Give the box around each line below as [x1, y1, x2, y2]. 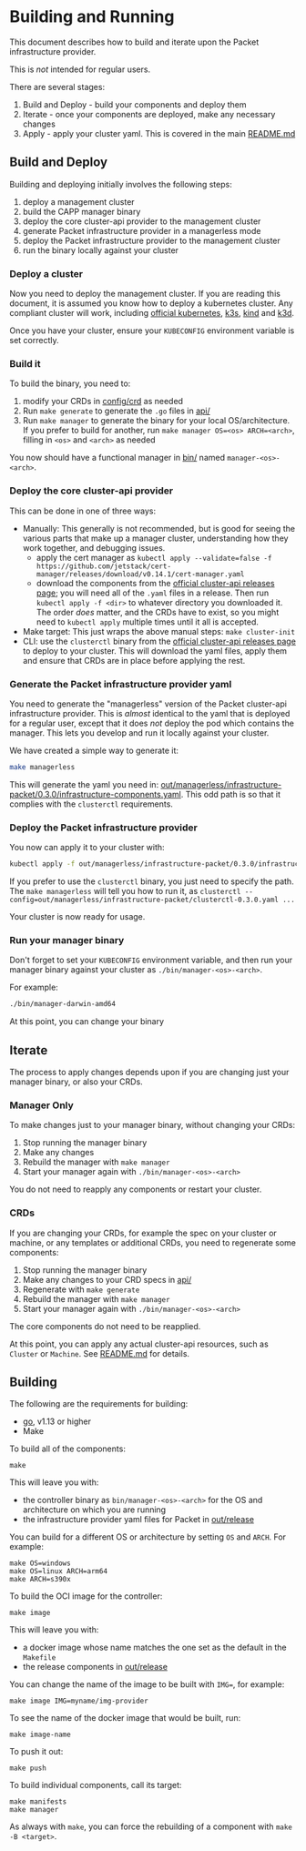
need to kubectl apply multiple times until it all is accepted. [36, 616, 260, 627]
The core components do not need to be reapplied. [9, 1320, 201, 1331]
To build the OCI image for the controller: [9, 1591, 163, 1602]
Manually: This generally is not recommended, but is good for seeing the [22, 523, 296, 534]
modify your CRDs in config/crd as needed [22, 396, 184, 407]
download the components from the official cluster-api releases [36, 577, 275, 588]
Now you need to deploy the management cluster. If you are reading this [9, 289, 280, 300]
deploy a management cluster [22, 196, 135, 207]
